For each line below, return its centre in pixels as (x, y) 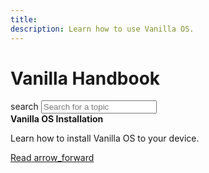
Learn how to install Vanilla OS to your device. (105, 138)
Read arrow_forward (52, 158)
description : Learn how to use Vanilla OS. (102, 29)
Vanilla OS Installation (57, 119)
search (24, 107)
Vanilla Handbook (85, 78)
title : (24, 19)
